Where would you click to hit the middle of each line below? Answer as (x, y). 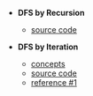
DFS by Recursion (51, 13)
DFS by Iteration (48, 47)
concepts (48, 64)
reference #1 (54, 82)
